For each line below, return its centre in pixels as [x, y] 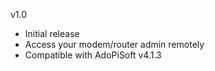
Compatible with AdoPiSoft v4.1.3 [93, 55]
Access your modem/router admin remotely [114, 44]
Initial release [52, 33]
